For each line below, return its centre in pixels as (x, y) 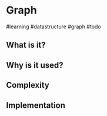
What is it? (26, 45)
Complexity (28, 85)
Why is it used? (35, 65)
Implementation (36, 105)
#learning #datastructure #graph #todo (53, 26)
